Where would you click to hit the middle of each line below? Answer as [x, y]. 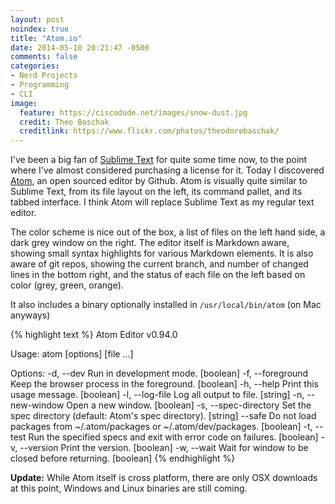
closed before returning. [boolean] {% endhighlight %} [123, 458]
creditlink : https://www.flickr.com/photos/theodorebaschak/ [149, 131]
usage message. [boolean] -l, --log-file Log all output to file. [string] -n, [157, 395]
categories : [35, 66]
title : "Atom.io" [46, 38]
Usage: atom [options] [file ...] [72, 354]
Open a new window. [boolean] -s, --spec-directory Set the [189, 405]
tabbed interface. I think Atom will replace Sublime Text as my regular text [162, 202]
